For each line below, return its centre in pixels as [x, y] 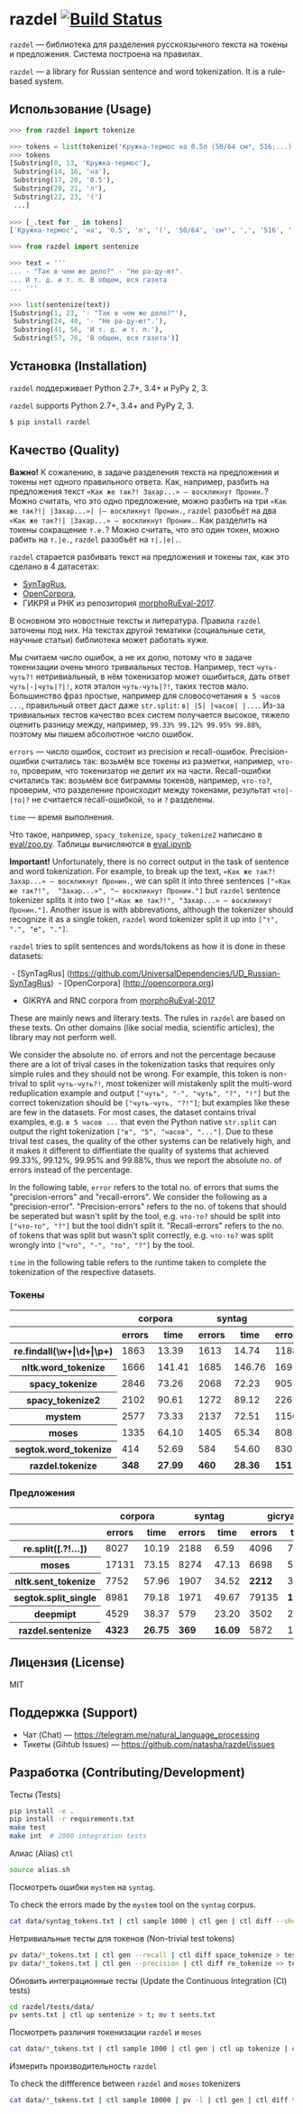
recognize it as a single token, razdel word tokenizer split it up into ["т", [144, 919]
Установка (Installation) [78, 366]
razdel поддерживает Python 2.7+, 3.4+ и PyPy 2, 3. [109, 387]
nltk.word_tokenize [63, 1367]
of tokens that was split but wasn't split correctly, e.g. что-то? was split [142, 1235]
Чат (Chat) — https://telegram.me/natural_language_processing [141, 1735]
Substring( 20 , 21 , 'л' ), [60, 189]
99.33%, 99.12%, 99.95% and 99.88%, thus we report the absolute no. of [146, 1159]
